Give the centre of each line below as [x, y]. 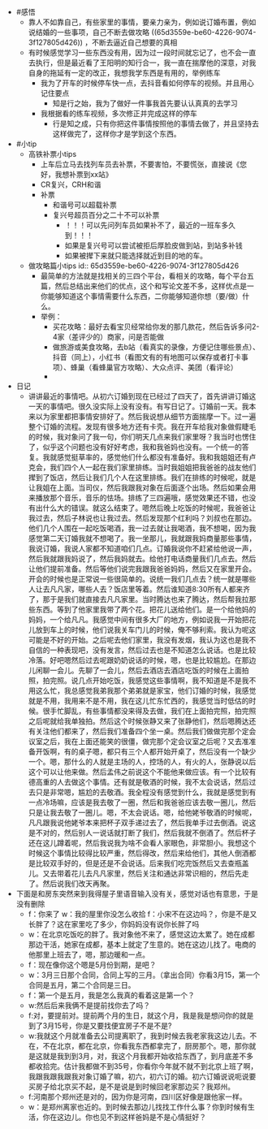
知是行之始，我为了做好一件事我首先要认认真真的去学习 [145, 103]
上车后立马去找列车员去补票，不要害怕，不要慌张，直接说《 [140, 164]
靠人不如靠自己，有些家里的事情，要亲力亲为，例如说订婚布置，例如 [142, 22]
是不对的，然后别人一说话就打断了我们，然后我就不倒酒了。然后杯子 [142, 833]
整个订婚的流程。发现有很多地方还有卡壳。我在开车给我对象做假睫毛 [142, 426]
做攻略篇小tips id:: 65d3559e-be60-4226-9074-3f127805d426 [134, 266]
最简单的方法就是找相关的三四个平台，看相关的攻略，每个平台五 [147, 276]
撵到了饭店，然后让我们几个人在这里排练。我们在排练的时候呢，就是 [142, 477]
